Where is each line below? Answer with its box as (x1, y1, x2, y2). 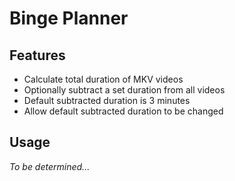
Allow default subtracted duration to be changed (23, 105, 224, 117)
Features (9, 47, 66, 64)
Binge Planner (9, 7, 129, 30)
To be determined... (9, 160, 91, 172)
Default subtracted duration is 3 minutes (23, 95, 191, 106)
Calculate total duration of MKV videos (23, 73, 184, 85)
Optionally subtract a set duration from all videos (23, 84, 226, 96)
